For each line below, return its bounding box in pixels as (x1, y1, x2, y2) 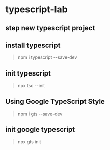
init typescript (5, 69, 51, 78)
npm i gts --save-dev (17, 110, 63, 117)
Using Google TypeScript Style (5, 97, 105, 106)
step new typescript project (5, 24, 95, 32)
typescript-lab (5, 4, 68, 15)
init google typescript (5, 125, 75, 134)
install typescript (5, 41, 61, 49)
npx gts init (17, 138, 41, 145)
